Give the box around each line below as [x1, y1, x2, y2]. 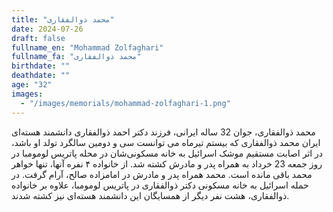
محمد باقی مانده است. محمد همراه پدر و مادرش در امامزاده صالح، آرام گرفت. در [11, 168, 313, 180]
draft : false [11, 33, 66, 43]
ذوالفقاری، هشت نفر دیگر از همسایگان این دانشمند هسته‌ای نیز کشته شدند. [11, 189, 290, 201]
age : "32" [11, 80, 53, 90]
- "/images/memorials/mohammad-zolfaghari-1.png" [20, 98, 231, 108]
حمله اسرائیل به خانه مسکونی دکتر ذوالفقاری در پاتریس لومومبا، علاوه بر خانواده [11, 179, 309, 191]
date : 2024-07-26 [11, 24, 84, 34]
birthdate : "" [11, 61, 71, 71]
